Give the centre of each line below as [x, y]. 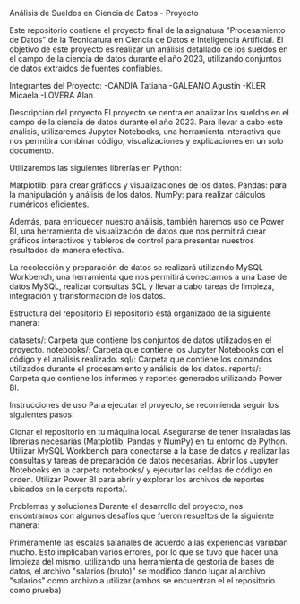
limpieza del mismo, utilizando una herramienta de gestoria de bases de [142, 561]
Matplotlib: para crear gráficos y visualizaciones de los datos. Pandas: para [148, 185]
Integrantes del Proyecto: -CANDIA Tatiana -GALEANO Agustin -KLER [137, 85]
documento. [31, 150]
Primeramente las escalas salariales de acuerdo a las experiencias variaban [149, 542]
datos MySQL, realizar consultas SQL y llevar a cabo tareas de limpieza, [142, 286]
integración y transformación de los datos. [87, 296]
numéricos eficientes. [49, 204]
